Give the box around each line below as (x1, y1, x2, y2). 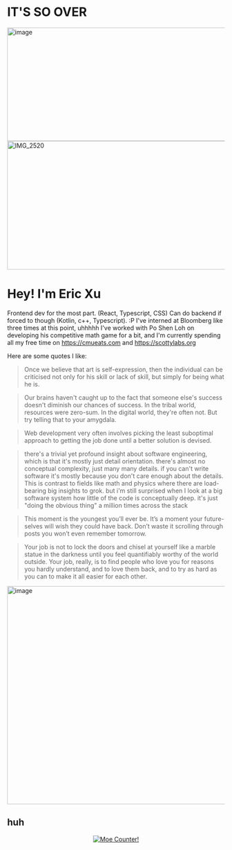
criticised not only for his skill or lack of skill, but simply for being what (23, 372, 224, 381)
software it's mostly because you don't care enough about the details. (23, 472, 224, 480)
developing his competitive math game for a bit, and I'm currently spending (7, 330, 221, 339)
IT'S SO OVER (7, 4, 88, 20)
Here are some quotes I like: (7, 351, 88, 360)
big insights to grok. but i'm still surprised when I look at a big (48, 486, 223, 495)
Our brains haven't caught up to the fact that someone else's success (23, 393, 223, 402)
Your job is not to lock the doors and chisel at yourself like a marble (23, 542, 216, 551)
